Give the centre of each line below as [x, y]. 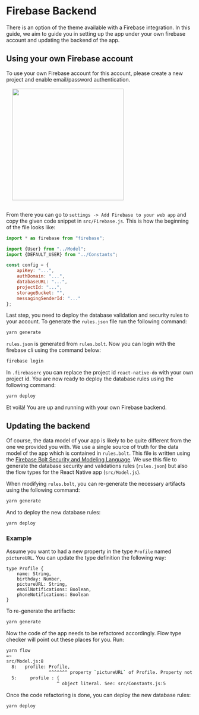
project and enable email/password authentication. [68, 79]
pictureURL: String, [42, 584]
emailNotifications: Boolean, [54, 589]
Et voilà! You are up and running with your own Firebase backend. [87, 407]
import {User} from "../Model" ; [46, 249]
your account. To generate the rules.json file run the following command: [97, 321]
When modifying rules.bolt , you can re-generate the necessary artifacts [96, 483]
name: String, [34, 574]
